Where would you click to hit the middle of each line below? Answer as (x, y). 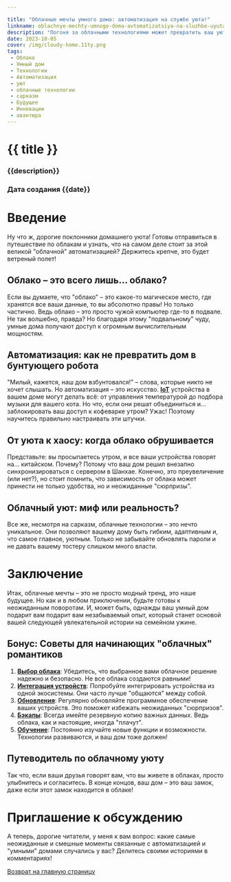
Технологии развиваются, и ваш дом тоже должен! (92, 737)
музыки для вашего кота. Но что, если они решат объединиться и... (107, 404)
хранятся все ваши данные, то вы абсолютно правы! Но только (100, 304)
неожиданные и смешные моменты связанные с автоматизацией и (107, 844)
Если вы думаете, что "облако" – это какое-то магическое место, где (109, 297)
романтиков (35, 655)
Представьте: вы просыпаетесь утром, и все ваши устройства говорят (112, 457)
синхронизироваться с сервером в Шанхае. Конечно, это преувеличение (115, 472)
